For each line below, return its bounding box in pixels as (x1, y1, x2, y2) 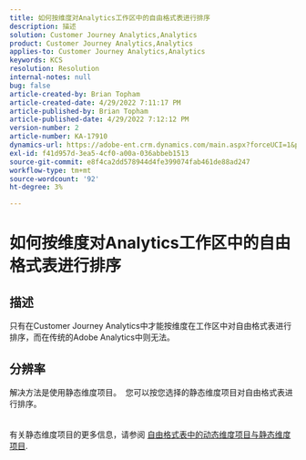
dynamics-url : (9, 140, 64, 149)
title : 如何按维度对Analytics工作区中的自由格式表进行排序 (9, 13, 211, 23)
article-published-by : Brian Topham (9, 107, 148, 116)
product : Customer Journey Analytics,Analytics (9, 38, 194, 48)
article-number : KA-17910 (9, 132, 107, 141)
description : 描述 (9, 22, 76, 31)
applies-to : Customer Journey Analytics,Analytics (9, 47, 206, 56)
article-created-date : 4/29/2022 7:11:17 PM (9, 97, 181, 107)
